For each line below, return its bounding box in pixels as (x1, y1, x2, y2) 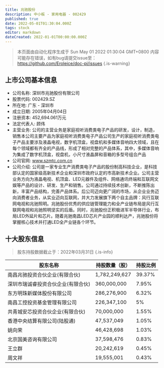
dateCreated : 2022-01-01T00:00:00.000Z (5, 35, 87, 40)
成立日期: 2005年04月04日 (12, 108, 67, 114)
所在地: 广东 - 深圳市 (12, 102, 54, 108)
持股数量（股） (96, 262, 131, 269)
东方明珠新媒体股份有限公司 (7, 290, 72, 297)
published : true (5, 16, 38, 21)
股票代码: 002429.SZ (12, 96, 55, 102)
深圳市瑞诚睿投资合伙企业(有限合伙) (7, 280, 91, 287)
